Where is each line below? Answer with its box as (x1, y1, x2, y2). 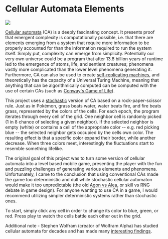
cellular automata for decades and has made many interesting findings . (5, 228, 152, 234)
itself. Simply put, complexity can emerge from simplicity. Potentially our (5, 50, 154, 56)
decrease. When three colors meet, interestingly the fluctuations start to (5, 140, 154, 146)
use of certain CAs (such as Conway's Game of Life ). (5, 87, 115, 93)
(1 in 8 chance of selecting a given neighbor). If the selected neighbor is (5, 118, 154, 125)
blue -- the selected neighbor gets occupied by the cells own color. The (5, 129, 154, 136)
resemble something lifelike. (5, 145, 64, 151)
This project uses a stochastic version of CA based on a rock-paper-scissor (5, 97, 161, 103)
